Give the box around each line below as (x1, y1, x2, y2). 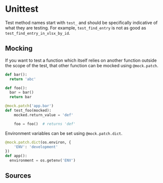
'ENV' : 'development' (14, 144, 58, 149)
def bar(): (5, 72, 27, 77)
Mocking (5, 44, 33, 52)
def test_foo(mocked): (5, 108, 52, 113)
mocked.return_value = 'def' (14, 112, 74, 117)
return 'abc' (9, 77, 36, 81)
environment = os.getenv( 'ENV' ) (9, 158, 76, 163)
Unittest (5, 3, 39, 15)
